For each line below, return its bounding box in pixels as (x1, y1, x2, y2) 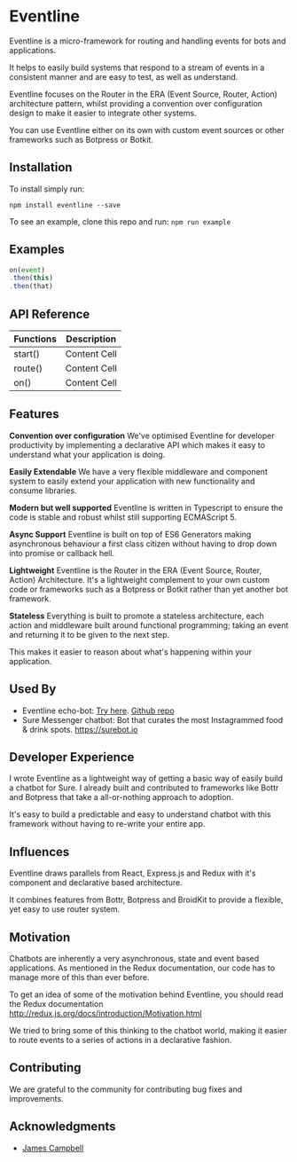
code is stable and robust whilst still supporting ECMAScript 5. (9, 512, 238, 522)
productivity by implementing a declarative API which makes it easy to (9, 439, 266, 450)
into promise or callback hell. (9, 547, 115, 558)
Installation (9, 160, 73, 175)
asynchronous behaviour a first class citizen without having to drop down (9, 538, 277, 549)
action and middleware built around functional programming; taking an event (9, 619, 289, 631)
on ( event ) (9, 265, 46, 274)
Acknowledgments (9, 1119, 117, 1135)
